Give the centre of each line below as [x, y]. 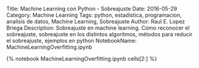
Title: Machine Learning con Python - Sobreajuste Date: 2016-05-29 [92, 9]
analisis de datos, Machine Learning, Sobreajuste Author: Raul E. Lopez [96, 21]
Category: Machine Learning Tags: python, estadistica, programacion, [94, 15]
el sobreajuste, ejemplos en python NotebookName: [72, 41]
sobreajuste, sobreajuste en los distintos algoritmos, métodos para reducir [100, 34]
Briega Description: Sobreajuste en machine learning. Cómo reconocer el [98, 28]
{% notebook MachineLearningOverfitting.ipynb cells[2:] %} [82, 59]
